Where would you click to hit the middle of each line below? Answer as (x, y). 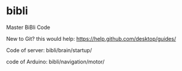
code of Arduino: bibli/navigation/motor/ (55, 62)
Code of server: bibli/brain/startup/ (49, 50)
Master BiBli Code (28, 27)
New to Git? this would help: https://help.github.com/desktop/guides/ (91, 38)
